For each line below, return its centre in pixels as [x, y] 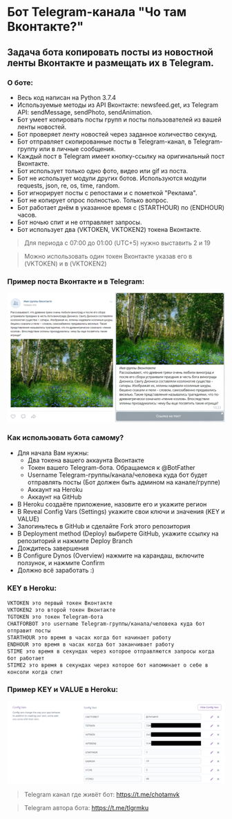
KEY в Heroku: [32, 588]
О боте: [20, 82]
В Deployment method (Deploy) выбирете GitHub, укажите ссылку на [118, 533]
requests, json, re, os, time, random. [68, 185]
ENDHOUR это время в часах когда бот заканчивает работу [91, 644]
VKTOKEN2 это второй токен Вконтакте [61, 610]
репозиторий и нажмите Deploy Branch [75, 541]
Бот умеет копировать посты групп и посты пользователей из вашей [119, 119]
